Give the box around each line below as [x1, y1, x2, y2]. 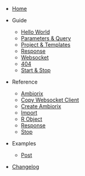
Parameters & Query [20, 35, 71, 41]
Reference [11, 78, 38, 85]
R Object [20, 115, 42, 123]
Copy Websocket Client [20, 96, 79, 103]
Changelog [11, 163, 40, 170]
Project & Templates [20, 41, 71, 48]
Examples [11, 140, 37, 147]
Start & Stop [20, 67, 51, 74]
